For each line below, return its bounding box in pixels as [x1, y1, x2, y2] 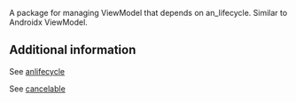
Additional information [9, 43, 136, 58]
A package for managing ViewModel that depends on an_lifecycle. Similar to [9, 8, 288, 18]
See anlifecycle [9, 66, 65, 76]
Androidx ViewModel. [9, 17, 89, 27]
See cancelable [9, 83, 66, 94]
